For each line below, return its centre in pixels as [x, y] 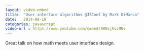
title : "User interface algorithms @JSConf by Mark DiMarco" [72, 15]
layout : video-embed [27, 10]
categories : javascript [30, 24]
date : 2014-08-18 [26, 19]
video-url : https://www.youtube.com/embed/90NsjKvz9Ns [65, 29]
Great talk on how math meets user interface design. [60, 43]
